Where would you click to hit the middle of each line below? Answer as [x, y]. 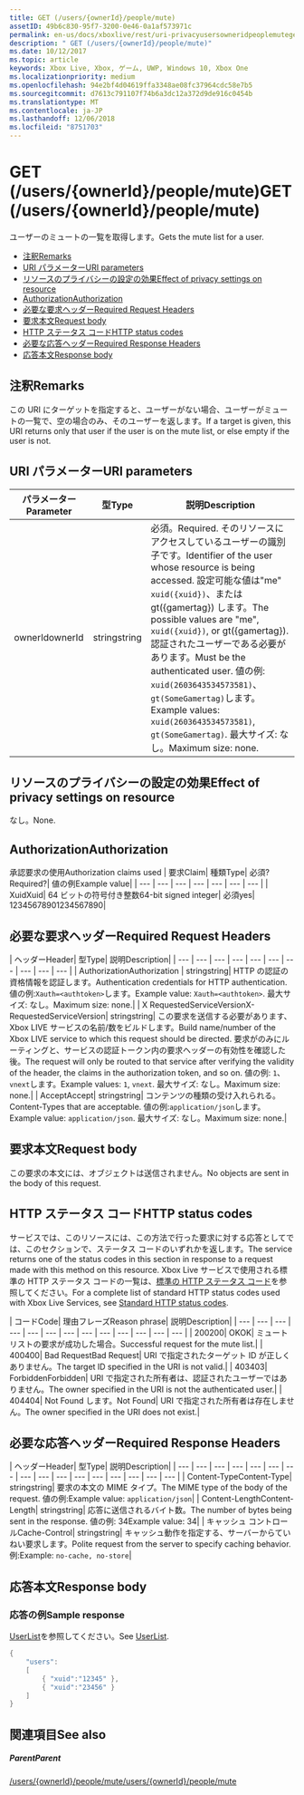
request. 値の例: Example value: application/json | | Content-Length [135, 1499]
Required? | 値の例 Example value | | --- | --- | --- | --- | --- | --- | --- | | [139, 883]
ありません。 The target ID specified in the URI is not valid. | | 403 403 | [138, 1366]
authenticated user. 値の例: [208, 671]
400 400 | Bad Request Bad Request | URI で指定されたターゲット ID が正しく [150, 1355]
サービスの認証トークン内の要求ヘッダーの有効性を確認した [175, 1050]
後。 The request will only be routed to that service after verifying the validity [152, 1062]
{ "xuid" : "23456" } [79, 1687]
